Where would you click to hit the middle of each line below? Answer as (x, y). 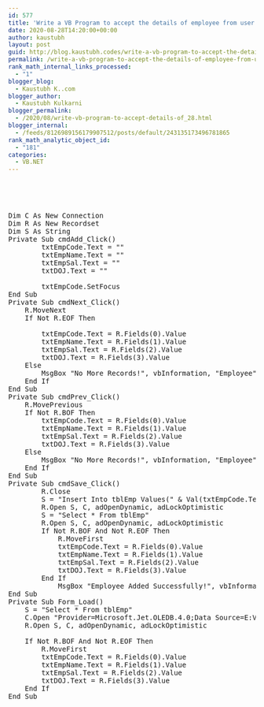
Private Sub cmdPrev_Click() (64, 397)
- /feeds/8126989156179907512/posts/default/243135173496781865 (123, 132)
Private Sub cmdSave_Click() (64, 484)
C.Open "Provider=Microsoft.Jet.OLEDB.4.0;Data (118, 618)
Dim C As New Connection (56, 216)
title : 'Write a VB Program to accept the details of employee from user (132, 23)
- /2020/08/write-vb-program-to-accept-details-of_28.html (114, 118)
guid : (17, 52)
